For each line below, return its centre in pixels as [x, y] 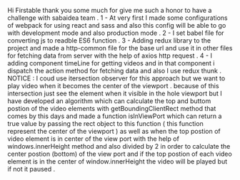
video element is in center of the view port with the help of [94, 139]
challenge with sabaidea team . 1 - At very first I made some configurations [117, 18]
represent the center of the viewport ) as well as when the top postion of [114, 131]
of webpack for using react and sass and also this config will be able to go [117, 25]
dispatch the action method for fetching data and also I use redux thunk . [115, 71]
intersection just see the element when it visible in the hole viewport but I [115, 93]
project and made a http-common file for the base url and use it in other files [120, 48]
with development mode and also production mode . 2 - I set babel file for [116, 33]
